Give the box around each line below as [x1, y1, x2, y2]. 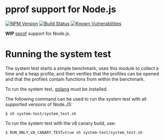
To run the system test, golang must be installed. [5, 86, 108, 92]
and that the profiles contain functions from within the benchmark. [5, 76, 145, 82]
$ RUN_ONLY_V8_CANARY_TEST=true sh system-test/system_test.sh [5, 130, 143, 135]
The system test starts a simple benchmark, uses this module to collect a [5, 65, 159, 71]
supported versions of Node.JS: [5, 101, 73, 107]
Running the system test [5, 49, 111, 60]
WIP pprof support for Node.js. [5, 30, 71, 36]
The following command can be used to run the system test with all [5, 96, 147, 102]
